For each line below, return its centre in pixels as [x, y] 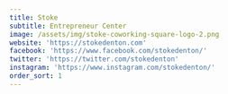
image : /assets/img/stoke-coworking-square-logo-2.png [114, 34]
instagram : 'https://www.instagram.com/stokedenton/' [113, 68]
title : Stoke [34, 17]
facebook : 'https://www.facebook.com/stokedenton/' [108, 51]
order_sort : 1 [36, 76]
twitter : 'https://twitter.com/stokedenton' [94, 59]
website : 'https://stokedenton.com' [78, 43]
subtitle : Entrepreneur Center [68, 26]
